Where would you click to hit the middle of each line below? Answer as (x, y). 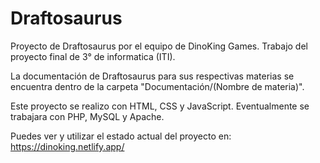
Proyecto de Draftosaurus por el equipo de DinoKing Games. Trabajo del (159, 46)
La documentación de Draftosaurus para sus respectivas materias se (152, 76)
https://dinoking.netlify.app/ (67, 146)
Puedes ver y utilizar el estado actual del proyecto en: (121, 136)
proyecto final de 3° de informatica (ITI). (93, 56)
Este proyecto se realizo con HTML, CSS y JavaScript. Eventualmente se (160, 106)
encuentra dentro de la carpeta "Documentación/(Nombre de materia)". (157, 86)
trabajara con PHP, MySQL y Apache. (87, 116)
